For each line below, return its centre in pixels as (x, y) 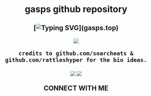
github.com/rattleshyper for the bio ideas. (76, 60)
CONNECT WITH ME (76, 88)
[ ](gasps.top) (76, 28)
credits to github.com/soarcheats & (76, 53)
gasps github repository (76, 9)
